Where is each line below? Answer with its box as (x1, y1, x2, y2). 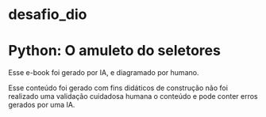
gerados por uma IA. (8, 100, 75, 110)
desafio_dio (8, 6, 87, 24)
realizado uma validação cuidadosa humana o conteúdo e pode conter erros (8, 92, 258, 101)
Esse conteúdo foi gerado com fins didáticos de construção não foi (8, 83, 229, 92)
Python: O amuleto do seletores (8, 42, 221, 60)
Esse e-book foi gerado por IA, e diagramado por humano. (8, 68, 199, 77)
